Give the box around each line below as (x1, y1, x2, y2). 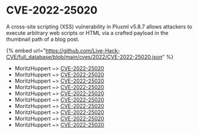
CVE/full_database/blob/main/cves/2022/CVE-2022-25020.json (6, 53, 163, 60)
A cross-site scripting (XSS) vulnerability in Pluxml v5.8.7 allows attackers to (6, 23, 193, 30)
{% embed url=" (6, 47, 46, 54)
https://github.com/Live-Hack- (45, 47, 120, 54)
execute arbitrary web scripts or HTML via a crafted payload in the (6, 29, 169, 36)
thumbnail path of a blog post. (6, 35, 80, 43)
